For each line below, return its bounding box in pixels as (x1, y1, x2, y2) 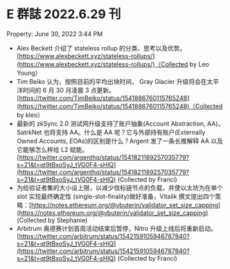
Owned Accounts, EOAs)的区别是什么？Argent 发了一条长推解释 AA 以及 (16, 137, 223, 145)
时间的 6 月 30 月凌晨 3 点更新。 (22, 86, 116, 94)
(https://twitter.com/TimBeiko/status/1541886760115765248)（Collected (16, 102, 223, 110)
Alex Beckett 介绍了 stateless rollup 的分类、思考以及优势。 (16, 44, 186, 52)
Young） (16, 69, 42, 77)
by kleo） (16, 110, 44, 119)
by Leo (189, 60, 209, 68)
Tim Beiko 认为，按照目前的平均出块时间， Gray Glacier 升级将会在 (16, 77, 207, 85)
